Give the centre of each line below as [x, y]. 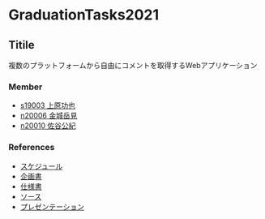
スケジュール [41, 166]
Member [26, 87]
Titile [21, 45]
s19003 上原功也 [47, 105]
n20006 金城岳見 [49, 116]
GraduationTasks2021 [84, 15]
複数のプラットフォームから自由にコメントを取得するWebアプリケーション [133, 65]
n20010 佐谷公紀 [48, 126]
